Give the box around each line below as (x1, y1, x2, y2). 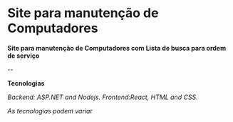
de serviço (7, 51, 40, 60)
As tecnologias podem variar (7, 106, 93, 115)
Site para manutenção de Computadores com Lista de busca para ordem (7, 44, 227, 52)
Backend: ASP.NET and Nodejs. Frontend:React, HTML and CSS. (7, 93, 198, 101)
